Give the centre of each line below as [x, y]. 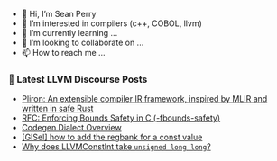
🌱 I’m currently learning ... [69, 33]
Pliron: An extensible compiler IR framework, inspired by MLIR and [144, 99]
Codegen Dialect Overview [72, 128]
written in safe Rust [57, 109]
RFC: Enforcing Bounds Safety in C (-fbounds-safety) [121, 118]
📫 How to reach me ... [63, 53]
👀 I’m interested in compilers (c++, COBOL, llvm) [111, 23]
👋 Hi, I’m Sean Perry [59, 14]
